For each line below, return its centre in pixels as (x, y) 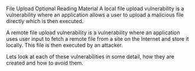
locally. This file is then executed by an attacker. (64, 45)
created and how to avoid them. (45, 63)
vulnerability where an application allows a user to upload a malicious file (95, 15)
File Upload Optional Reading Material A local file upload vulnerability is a (95, 9)
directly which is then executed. (45, 21)
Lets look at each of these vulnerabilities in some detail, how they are (90, 57)
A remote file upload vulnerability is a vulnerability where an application (93, 33)
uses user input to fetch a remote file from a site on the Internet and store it (97, 39)
